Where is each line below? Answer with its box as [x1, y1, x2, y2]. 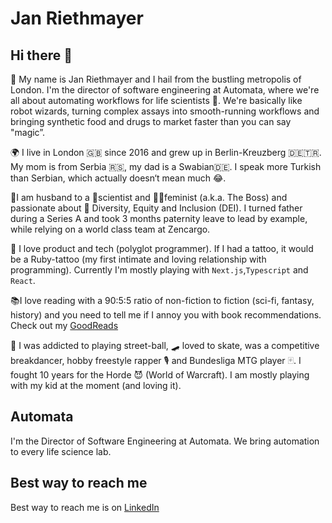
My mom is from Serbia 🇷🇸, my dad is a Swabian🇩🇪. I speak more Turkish [10, 161, 322, 172]
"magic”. [10, 127, 46, 138]
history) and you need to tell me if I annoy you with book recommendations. [10, 309, 322, 321]
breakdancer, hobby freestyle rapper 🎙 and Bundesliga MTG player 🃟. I [10, 355, 302, 366]
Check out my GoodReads [10, 320, 119, 331]
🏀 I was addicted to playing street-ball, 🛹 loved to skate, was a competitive [10, 340, 320, 351]
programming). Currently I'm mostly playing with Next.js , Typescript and [10, 264, 309, 276]
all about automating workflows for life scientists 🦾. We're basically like [10, 95, 303, 106]
